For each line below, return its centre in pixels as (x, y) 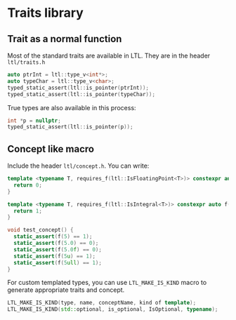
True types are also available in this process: (72, 107)
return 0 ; (28, 185)
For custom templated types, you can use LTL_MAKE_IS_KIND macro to (107, 283)
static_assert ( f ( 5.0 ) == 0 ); (56, 244)
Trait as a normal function (65, 39)
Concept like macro (51, 149)
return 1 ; (28, 211)
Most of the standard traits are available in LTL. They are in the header (109, 55)
